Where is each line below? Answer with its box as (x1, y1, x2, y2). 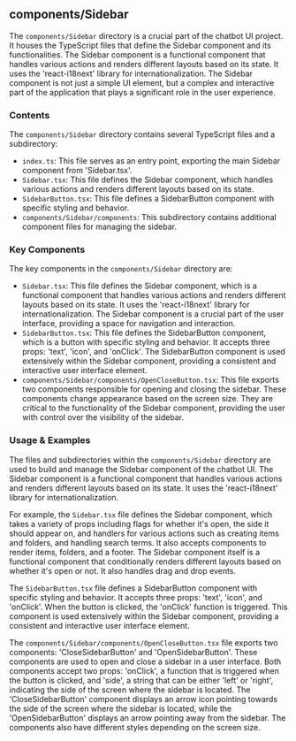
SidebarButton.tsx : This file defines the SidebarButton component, (21, 327, 267, 339)
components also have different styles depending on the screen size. (9, 722, 261, 732)
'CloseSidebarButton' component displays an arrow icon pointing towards (9, 693, 278, 704)
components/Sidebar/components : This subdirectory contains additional (21, 212, 277, 223)
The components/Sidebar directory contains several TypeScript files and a (9, 129, 276, 140)
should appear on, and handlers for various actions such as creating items (9, 528, 280, 539)
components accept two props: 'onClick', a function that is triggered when (9, 665, 280, 676)
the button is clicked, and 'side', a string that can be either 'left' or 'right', (9, 675, 274, 685)
